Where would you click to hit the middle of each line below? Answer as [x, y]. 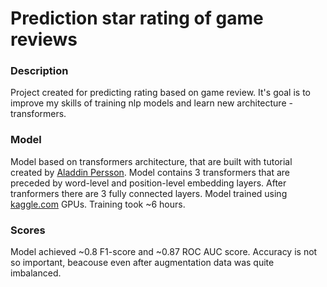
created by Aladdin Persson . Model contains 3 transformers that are [150, 172]
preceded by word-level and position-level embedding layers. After [148, 183]
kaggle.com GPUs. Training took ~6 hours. [98, 204]
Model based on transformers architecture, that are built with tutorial [151, 161]
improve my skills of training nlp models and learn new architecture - [151, 103]
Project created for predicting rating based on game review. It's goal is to [160, 93]
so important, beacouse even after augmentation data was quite [142, 263]
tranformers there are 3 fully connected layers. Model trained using [149, 193]
